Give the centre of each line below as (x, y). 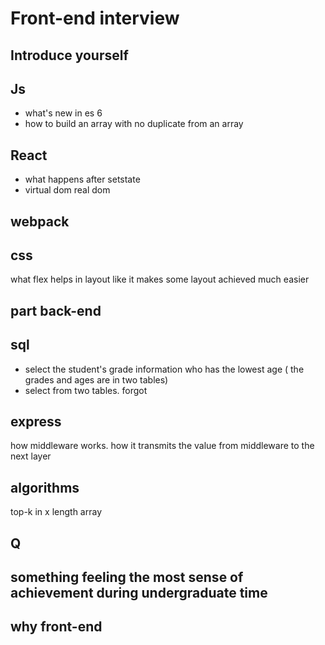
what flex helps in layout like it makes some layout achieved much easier (160, 279)
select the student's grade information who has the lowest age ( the (164, 369)
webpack (40, 221)
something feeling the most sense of (127, 577)
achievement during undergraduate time (139, 593)
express (36, 421)
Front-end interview (95, 18)
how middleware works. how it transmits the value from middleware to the (162, 446)
